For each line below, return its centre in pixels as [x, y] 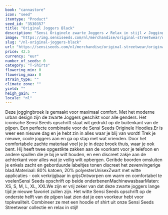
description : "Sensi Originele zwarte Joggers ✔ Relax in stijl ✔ [76, 33]
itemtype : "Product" [27, 19]
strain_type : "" [22, 79]
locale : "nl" [19, 98]
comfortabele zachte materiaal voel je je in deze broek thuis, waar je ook [80, 144]
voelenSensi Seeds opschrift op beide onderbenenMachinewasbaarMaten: [82, 181]
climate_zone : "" [23, 84]
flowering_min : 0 [23, 70]
